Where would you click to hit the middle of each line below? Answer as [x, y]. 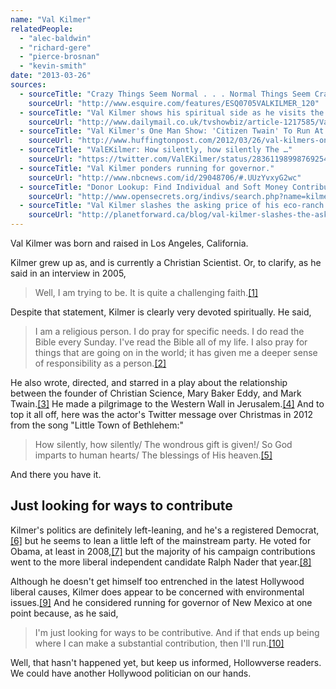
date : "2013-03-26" [51, 76]
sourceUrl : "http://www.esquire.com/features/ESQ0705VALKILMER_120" [174, 103]
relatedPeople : [42, 29]
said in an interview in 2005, [68, 273]
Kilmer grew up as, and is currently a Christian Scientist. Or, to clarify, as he [166, 262]
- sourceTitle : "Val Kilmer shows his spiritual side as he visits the [172, 112]
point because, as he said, [64, 613]
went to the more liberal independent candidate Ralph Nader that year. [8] [161, 562]
